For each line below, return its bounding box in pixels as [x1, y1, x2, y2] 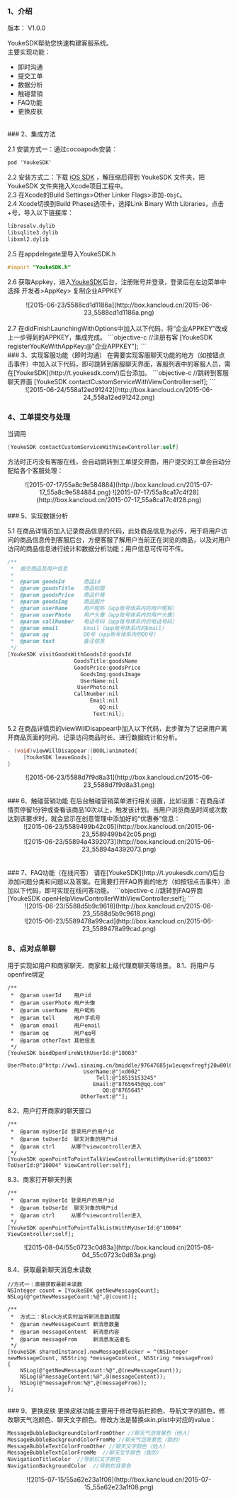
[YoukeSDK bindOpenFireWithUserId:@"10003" [7, 1049, 138, 1056]
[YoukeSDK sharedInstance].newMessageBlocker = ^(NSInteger [7, 1348, 189, 1355]
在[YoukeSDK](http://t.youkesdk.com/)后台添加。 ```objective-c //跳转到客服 [7, 368, 229, 377]
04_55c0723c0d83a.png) [81, 1250, 157, 1259]
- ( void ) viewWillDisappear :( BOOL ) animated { [7, 747, 138, 754]
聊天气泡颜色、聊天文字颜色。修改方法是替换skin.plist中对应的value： [13, 1415, 217, 1423]
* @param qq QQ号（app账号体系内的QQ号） [10, 631, 159, 639]
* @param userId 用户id [10, 992, 91, 999]
